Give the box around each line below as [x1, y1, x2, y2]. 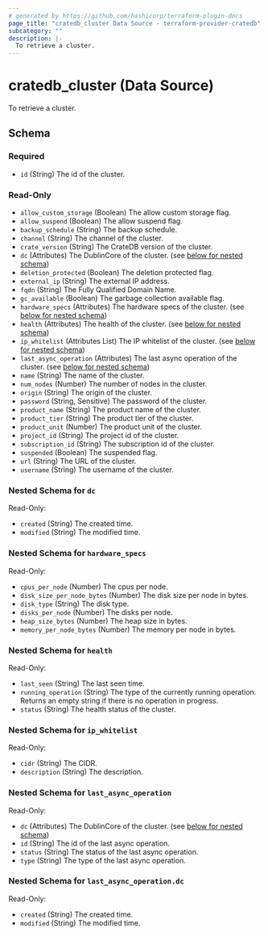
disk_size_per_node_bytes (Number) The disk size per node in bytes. [19, 590, 249, 600]
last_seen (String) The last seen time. [19, 679, 145, 688]
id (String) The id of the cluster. [19, 169, 126, 178]
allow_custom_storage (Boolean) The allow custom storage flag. [19, 207, 232, 218]
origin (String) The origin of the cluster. [19, 388, 153, 398]
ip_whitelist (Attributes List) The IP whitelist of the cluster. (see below [19, 336, 256, 346]
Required [8, 151, 45, 162]
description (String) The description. [19, 767, 143, 777]
